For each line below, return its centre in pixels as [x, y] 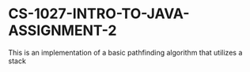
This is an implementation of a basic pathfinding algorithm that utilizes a [125, 52]
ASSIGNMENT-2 [62, 30]
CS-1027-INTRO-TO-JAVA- [99, 14]
